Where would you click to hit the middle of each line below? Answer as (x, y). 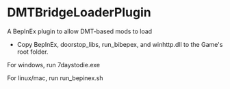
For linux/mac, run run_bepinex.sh (55, 78)
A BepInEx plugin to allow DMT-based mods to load (80, 31)
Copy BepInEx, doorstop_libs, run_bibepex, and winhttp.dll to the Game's (120, 44)
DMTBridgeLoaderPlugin (79, 13)
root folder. (33, 52)
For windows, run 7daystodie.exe (54, 65)
